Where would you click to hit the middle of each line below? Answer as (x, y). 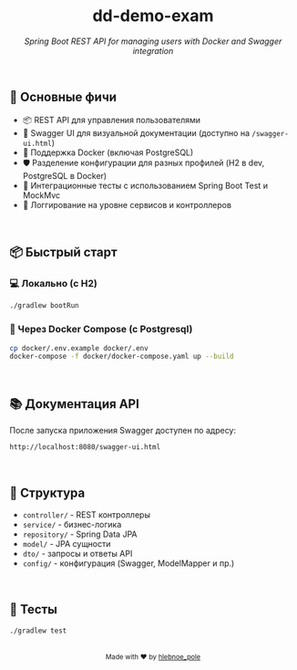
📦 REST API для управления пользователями (112, 120)
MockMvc (41, 195)
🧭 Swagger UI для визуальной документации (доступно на (136, 132)
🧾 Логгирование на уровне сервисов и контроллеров (127, 204)
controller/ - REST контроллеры (86, 514)
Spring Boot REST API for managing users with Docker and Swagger (153, 41)
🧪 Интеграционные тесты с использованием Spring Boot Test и (145, 185)
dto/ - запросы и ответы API (77, 553)
